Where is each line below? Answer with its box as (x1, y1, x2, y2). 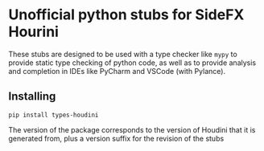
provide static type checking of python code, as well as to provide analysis (8, 58, 257, 67)
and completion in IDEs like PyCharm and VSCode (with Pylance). (8, 66, 226, 75)
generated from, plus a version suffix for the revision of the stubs (8, 133, 225, 143)
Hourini (8, 22, 59, 41)
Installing (8, 90, 56, 104)
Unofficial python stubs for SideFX (8, 6, 245, 24)
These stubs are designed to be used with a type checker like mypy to (8, 49, 237, 59)
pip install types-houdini (8, 111, 99, 119)
